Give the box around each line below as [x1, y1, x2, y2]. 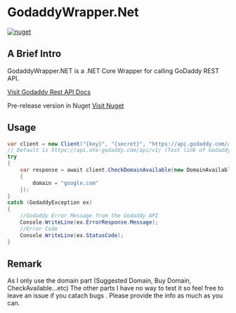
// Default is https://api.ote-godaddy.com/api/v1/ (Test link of [7, 147, 206, 154]
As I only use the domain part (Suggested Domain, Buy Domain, [7, 276, 192, 285]
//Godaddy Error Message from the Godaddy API [20, 212, 159, 219]
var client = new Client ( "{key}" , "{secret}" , [7, 140, 146, 148]
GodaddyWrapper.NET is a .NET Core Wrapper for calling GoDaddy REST [7, 66, 220, 75]
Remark [7, 257, 42, 269]
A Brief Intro [7, 48, 62, 60]
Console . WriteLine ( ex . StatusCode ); [20, 231, 124, 239]
